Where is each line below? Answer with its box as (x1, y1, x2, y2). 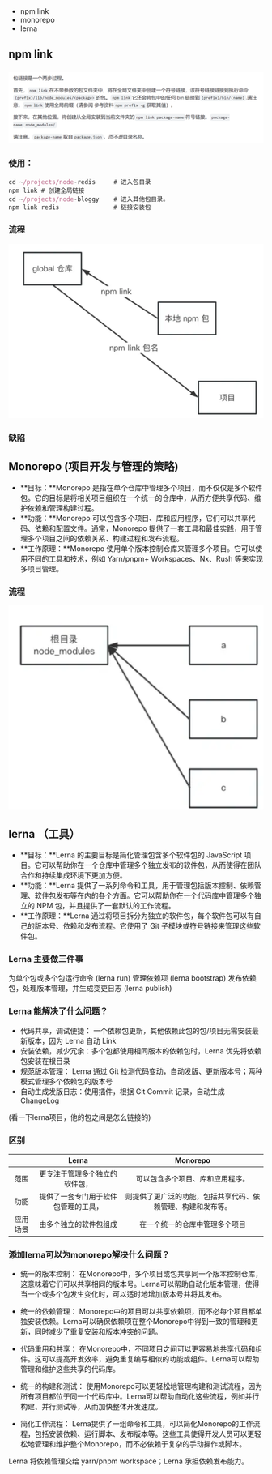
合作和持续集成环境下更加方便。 (19, 870, 127, 880)
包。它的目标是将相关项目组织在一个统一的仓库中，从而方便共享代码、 (19, 493, 255, 502)
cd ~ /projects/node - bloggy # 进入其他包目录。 (8, 194, 170, 203)
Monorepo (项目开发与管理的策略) (8, 459, 179, 473)
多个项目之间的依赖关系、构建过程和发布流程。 (27, 533, 184, 543)
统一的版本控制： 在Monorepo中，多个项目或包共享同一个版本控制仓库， (19, 1268, 263, 1279)
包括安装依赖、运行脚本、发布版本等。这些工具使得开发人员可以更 (34, 1429, 255, 1438)
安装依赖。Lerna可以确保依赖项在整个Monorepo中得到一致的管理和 (27, 1316, 252, 1326)
